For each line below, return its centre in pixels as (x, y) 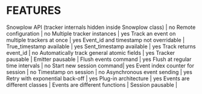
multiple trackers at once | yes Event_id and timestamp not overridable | (96, 40)
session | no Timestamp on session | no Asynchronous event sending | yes (99, 72)
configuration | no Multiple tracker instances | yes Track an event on (91, 33)
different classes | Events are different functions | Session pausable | (92, 84)
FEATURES (34, 11)
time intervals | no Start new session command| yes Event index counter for (100, 65)
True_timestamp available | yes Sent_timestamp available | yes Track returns (101, 46)
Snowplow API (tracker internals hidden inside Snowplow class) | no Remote (101, 27)
